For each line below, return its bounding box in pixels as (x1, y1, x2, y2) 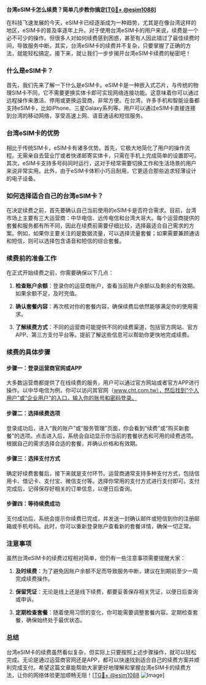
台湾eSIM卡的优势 (6, 129, 60, 137)
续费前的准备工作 (6, 254, 57, 262)
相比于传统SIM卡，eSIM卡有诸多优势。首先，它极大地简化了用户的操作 (6, 144, 185, 151)
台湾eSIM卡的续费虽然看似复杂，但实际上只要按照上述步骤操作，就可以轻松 (6, 648, 197, 656)
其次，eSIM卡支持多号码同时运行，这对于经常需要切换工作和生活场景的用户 (6, 159, 197, 167)
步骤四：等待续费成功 (6, 500, 60, 507)
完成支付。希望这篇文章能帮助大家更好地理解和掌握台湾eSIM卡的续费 (11, 664, 186, 671)
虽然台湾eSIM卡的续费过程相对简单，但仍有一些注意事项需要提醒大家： (6, 554, 186, 562)
